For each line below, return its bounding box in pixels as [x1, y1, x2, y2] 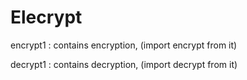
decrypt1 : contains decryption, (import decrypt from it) [10, 58, 238, 70]
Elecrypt [10, 6, 83, 29]
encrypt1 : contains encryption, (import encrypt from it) [10, 39, 238, 51]
